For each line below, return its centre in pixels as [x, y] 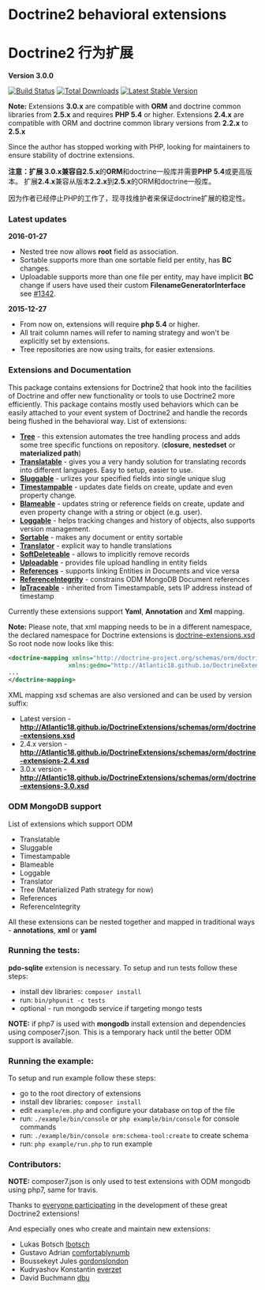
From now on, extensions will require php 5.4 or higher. [110, 324]
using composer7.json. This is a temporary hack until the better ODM [119, 1032]
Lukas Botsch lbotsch [54, 1244]
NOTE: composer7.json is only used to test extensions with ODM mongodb [129, 1182]
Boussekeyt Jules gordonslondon [74, 1261]
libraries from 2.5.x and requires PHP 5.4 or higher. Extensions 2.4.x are [126, 115]
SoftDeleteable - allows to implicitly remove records [105, 554]
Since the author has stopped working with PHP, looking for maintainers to [129, 147]
